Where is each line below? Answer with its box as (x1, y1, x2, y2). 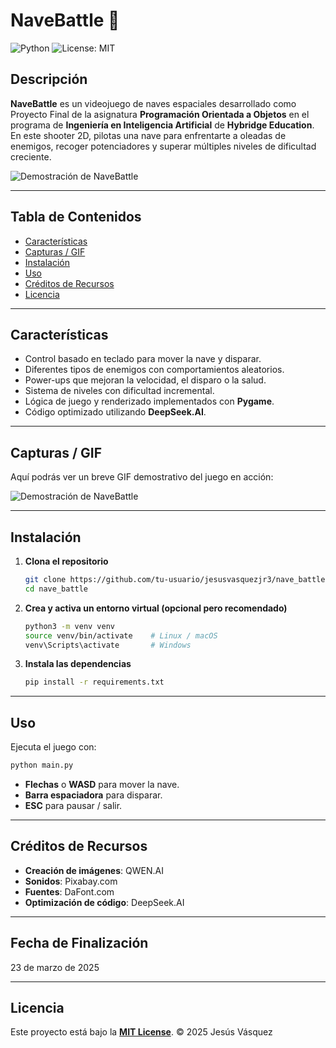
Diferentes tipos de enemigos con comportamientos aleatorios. (24, 364, 285, 376)
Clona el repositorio (24, 555, 109, 567)
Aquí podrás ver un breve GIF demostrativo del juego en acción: (10, 471, 274, 483)
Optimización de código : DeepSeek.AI (24, 896, 185, 908)
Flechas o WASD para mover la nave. (24, 778, 180, 790)
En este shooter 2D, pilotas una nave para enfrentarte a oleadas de (10, 129, 287, 141)
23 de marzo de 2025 (10, 961, 100, 973)
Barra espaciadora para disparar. (24, 789, 163, 801)
